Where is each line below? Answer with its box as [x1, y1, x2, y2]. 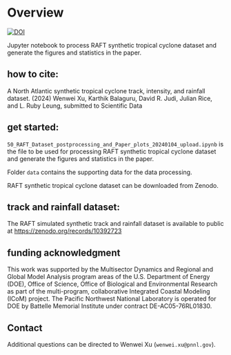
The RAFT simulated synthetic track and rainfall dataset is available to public [7, 220, 224, 228]
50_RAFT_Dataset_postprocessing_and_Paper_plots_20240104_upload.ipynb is [7, 140, 224, 148]
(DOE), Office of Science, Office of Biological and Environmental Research [7, 280, 218, 288]
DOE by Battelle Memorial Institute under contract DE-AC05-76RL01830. [7, 302, 212, 310]
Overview [7, 5, 64, 21]
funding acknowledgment [7, 247, 121, 258]
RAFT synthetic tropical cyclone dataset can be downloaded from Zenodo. [7, 181, 219, 189]
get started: [7, 122, 59, 133]
